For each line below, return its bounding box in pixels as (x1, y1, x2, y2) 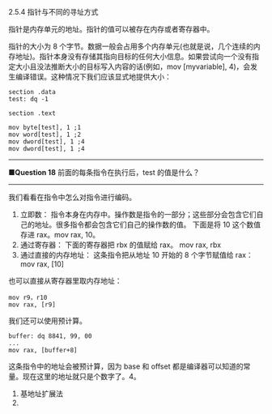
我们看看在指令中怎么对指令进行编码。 (8, 193, 136, 202)
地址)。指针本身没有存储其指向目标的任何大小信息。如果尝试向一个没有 (15, 52, 253, 61)
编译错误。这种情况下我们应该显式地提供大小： (15, 72, 172, 81)
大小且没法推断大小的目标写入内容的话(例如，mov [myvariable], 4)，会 (15, 62, 251, 71)
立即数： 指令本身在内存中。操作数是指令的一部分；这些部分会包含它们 (19, 210, 257, 219)
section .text (8, 109, 57, 117)
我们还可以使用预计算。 (8, 316, 87, 326)
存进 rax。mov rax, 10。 (19, 230, 100, 239)
